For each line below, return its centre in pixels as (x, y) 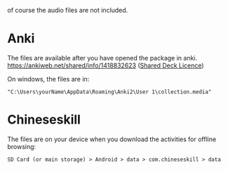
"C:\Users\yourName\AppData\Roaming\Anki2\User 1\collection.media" (109, 92)
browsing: (22, 146)
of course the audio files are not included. (68, 10)
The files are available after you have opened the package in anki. (102, 58)
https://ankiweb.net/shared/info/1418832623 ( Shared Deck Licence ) (106, 65)
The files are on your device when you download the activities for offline (112, 139)
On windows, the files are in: (48, 79)
